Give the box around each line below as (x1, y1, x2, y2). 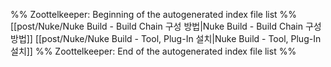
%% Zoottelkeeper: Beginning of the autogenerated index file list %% (10, 9, 298, 20)
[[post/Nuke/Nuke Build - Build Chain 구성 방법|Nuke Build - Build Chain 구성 (10, 20, 322, 32)
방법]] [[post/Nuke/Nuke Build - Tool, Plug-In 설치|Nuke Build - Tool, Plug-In (10, 33, 322, 44)
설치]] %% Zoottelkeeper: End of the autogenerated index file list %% (10, 45, 297, 57)
